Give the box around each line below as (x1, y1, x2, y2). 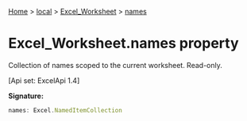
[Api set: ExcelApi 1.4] (8, 75, 80, 85)
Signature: (8, 91, 44, 100)
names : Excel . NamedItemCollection (8, 106, 123, 114)
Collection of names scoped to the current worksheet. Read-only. (8, 60, 222, 70)
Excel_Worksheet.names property (8, 35, 240, 52)
